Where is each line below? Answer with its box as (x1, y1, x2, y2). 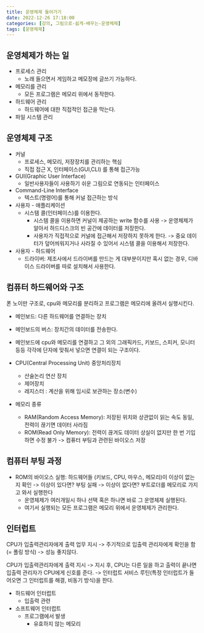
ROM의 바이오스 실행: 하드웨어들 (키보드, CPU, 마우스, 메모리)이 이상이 (15, 473, 184, 480)
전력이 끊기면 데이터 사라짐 (24, 421, 88, 428)
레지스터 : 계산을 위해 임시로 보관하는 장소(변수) (24, 387, 138, 395)
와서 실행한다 (21, 488, 53, 496)
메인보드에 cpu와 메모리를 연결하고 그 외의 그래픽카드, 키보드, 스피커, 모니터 (15, 338, 195, 346)
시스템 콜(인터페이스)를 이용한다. (24, 209, 102, 216)
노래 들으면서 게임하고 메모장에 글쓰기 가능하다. (24, 75, 137, 82)
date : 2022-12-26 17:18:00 (6, 15, 75, 21)
